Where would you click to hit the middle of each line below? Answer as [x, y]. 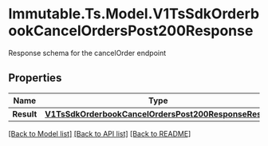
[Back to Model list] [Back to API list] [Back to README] [100, 133]
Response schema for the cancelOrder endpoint [87, 53]
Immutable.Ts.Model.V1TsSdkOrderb [134, 14]
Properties [35, 78]
